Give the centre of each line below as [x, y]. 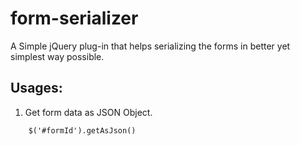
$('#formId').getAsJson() [82, 130]
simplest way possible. [57, 56]
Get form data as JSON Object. [88, 112]
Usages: [36, 88]
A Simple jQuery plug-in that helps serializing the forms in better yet [150, 46]
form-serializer [74, 18]
